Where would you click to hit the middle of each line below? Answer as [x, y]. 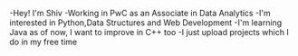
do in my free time [43, 42]
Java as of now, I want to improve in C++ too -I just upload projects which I [149, 32]
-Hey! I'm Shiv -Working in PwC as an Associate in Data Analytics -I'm [140, 13]
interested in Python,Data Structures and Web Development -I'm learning [146, 23]
